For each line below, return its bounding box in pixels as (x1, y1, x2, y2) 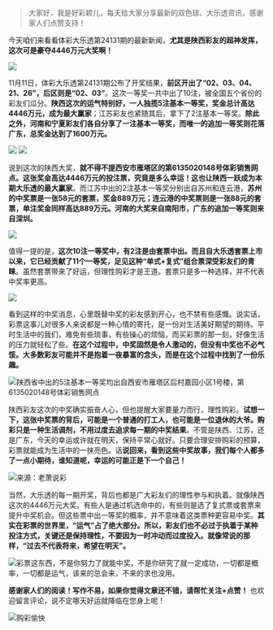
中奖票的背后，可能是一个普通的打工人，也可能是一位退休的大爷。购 (36, 415, 265, 424)
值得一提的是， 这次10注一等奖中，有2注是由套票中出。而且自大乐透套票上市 (8, 246, 263, 255)
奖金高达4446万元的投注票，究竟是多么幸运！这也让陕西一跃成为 (36, 173, 256, 182)
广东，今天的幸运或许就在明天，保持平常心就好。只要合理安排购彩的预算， (15, 435, 265, 445)
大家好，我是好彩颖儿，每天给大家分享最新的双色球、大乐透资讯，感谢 (28, 8, 264, 17)
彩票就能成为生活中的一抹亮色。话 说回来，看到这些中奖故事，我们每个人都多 (8, 445, 265, 454)
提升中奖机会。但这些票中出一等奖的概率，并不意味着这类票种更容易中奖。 (8, 511, 258, 519)
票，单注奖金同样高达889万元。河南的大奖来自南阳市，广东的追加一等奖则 (8, 203, 258, 213)
